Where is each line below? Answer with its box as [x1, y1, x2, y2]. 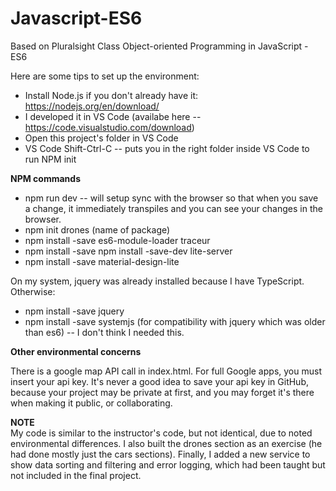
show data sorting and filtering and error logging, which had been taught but [10, 458, 326, 471]
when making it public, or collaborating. [10, 397, 173, 409]
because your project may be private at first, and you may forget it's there [10, 386, 315, 398]
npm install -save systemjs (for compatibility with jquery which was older [24, 315, 326, 327]
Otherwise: [10, 285, 56, 297]
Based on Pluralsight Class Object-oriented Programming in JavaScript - [10, 40, 309, 52]
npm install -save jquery [24, 305, 125, 317]
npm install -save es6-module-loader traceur [24, 234, 211, 246]
